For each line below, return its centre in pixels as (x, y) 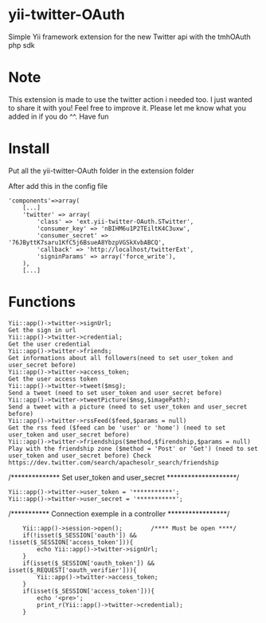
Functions (42, 302)
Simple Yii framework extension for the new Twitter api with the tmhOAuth (129, 37)
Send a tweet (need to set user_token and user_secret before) (115, 393)
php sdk (22, 45)
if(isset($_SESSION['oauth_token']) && (89, 563)
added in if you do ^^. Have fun (59, 116)
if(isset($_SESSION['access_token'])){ (89, 591)
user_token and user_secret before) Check (80, 456)
